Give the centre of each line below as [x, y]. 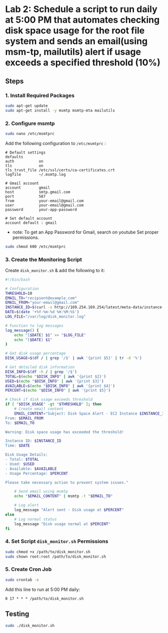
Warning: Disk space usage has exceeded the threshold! [64, 432]
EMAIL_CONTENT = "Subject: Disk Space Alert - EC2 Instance [76, 413]
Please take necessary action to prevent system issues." [67, 482]
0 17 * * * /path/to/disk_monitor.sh [44, 598]
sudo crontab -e [22, 580]
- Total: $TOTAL [22, 460]
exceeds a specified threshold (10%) [83, 62]
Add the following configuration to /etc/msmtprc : [55, 143]
